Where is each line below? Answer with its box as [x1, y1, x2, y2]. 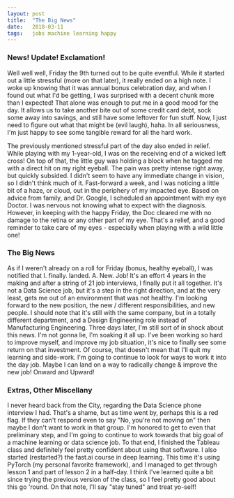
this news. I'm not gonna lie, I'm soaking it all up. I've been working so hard [7, 330, 223, 339]
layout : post [7, 10, 45, 17]
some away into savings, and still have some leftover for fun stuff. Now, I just [7, 113, 227, 122]
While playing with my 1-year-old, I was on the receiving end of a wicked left [7, 149, 226, 157]
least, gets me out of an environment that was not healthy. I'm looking [7, 293, 208, 302]
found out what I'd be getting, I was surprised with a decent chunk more [7, 91, 214, 99]
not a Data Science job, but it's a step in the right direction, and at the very [7, 286, 221, 294]
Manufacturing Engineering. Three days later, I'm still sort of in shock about [7, 323, 224, 332]
